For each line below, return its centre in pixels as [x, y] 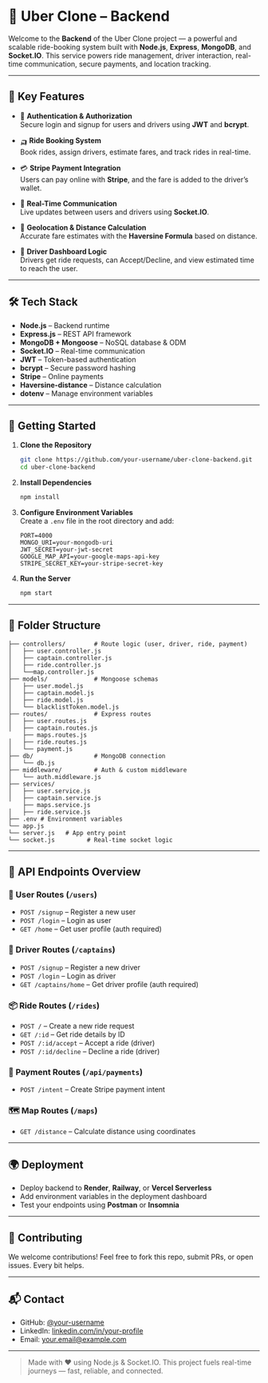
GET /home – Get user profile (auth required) [91, 929]
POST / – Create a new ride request [77, 1025]
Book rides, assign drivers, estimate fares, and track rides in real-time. [135, 152]
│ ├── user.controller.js [55, 651]
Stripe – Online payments [61, 376]
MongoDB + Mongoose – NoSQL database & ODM [103, 342]
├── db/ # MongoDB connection [87, 756]
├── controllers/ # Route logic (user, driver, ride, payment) [128, 644]
